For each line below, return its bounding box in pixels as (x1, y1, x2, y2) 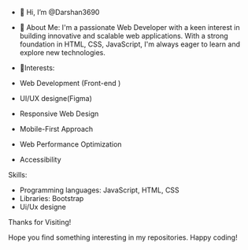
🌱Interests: (19, 63, 55, 73)
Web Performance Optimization (19, 140, 122, 149)
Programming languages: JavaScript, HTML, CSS (19, 185, 180, 195)
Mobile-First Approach (19, 125, 94, 133)
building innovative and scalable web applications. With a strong (19, 32, 228, 40)
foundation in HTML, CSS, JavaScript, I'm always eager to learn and (19, 39, 241, 49)
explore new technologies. (19, 48, 106, 57)
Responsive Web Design (19, 109, 99, 118)
